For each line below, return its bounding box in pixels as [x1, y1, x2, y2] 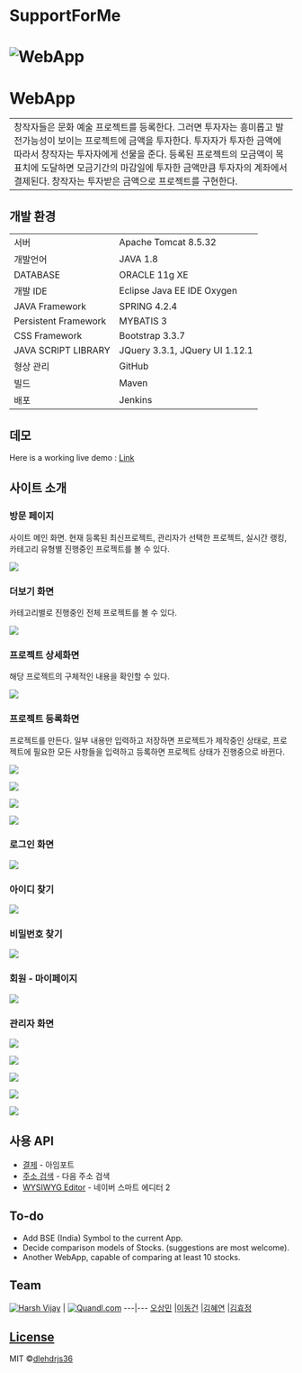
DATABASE [13, 269, 61, 281]
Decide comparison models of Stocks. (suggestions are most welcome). [22, 1241, 290, 1253]
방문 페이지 [9, 510, 55, 523]
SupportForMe [9, 5, 121, 26]
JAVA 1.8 [119, 253, 159, 266]
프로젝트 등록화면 [9, 713, 80, 726]
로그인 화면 [9, 838, 55, 851]
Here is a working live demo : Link [9, 452, 135, 462]
